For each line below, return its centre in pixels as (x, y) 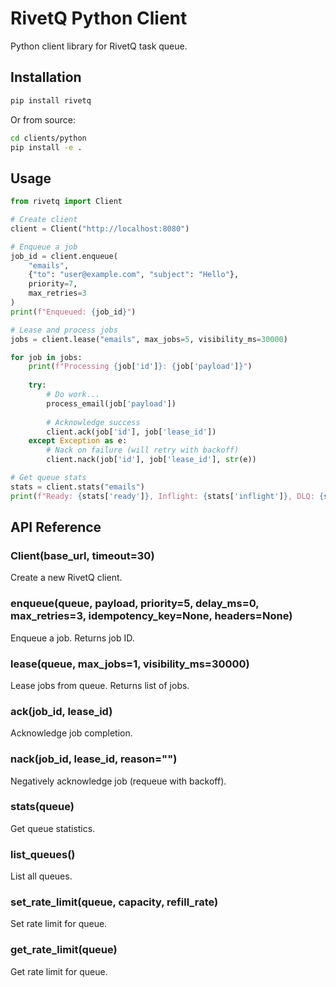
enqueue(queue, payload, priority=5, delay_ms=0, (135, 604)
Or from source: (43, 119)
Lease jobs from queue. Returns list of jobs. (100, 685)
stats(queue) (42, 807)
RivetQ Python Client (99, 18)
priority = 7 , (53, 284)
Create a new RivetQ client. (66, 578)
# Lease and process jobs (64, 330)
